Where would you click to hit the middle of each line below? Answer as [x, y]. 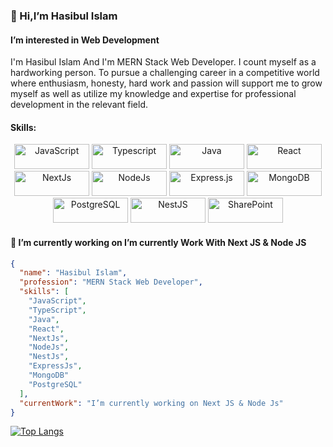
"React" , [46, 329]
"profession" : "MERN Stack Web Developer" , [111, 282]
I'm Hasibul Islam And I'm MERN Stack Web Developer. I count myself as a [163, 62]
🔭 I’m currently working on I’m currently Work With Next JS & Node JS [158, 242]
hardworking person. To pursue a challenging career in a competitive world [165, 73]
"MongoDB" [49, 375]
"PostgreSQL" [55, 384]
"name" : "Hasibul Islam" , [73, 273]
